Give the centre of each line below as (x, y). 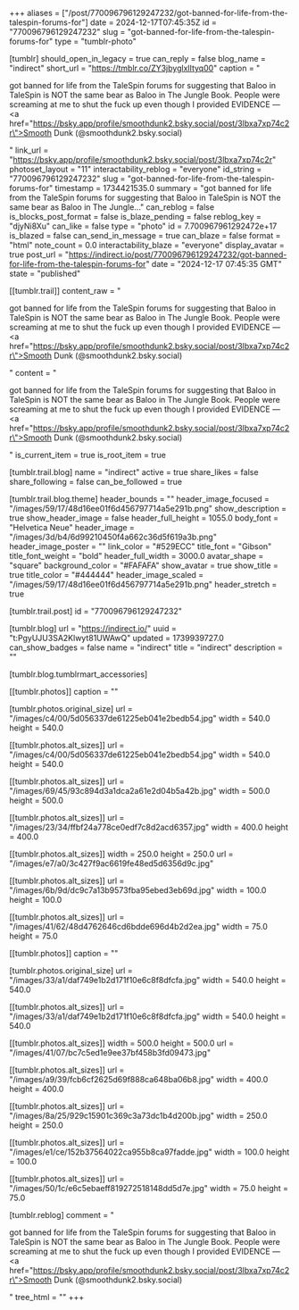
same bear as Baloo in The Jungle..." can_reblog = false (112, 207)
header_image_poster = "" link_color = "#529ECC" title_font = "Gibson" (141, 547)
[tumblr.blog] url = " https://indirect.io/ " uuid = (93, 628)
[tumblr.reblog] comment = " (62, 1215)
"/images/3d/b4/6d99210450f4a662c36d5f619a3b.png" (113, 537)
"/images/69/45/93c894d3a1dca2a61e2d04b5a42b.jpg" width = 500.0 (140, 791)
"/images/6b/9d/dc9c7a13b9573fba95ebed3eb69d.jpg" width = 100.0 (138, 890)
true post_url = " (39, 254)
